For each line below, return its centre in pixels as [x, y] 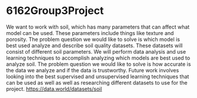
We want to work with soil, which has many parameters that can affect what [98, 27]
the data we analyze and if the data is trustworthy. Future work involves [93, 70]
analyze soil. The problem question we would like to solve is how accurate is [98, 64]
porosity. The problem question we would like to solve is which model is [93, 39]
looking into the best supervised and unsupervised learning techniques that [98, 76]
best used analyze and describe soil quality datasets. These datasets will [94, 45]
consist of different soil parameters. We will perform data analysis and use [96, 51]
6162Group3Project [55, 11]
